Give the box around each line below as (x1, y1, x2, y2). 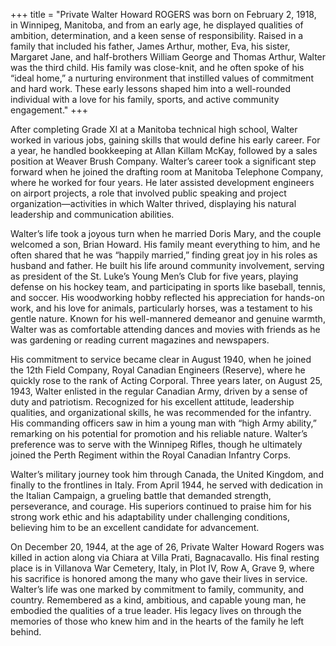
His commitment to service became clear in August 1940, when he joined (10, 354, 312, 365)
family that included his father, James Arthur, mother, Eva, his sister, (10, 40, 291, 52)
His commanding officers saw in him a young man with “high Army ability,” (10, 417, 318, 429)
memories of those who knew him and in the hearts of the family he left (10, 615, 305, 627)
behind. (10, 626, 42, 638)
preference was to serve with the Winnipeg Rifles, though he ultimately (10, 439, 303, 450)
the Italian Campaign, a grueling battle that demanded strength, (10, 490, 272, 501)
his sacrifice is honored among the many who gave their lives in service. (10, 573, 308, 584)
